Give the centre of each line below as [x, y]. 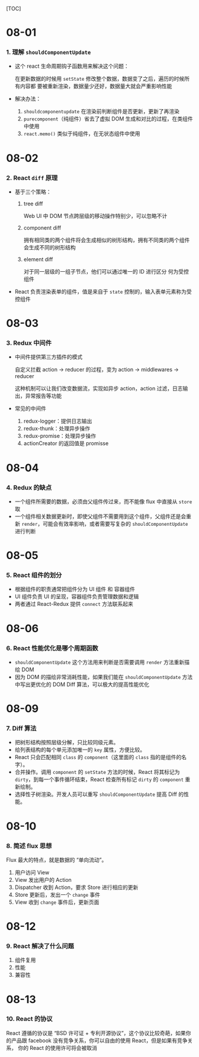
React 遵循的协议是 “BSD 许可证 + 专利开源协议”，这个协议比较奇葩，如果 [96, 1033]
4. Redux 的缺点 [29, 487]
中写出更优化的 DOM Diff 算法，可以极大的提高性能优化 [82, 684]
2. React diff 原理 [32, 177]
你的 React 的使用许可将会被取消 [57, 1048]
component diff [42, 227]
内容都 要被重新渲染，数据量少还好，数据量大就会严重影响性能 [96, 86]
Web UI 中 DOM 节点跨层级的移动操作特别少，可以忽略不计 [95, 215]
